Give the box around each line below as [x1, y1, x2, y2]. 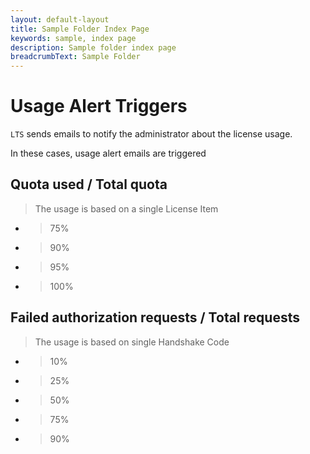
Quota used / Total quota [10, 176, 168, 193]
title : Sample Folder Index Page [10, 24, 150, 34]
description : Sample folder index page [10, 42, 177, 53]
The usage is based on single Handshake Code [34, 336, 230, 348]
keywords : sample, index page [10, 33, 137, 43]
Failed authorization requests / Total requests [10, 309, 300, 326]
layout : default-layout [10, 14, 110, 25]
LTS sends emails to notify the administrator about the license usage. [10, 128, 293, 140]
